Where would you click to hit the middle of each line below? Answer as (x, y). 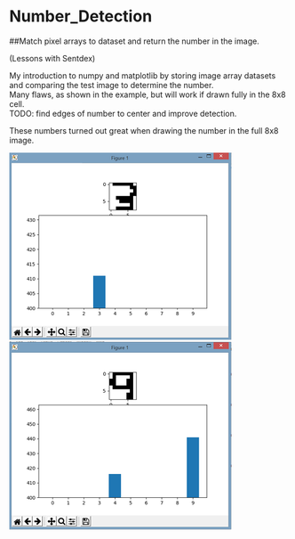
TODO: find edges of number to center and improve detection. (123, 113)
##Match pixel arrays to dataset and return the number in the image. (134, 41)
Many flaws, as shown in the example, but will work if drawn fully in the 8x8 (147, 94)
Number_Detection (81, 16)
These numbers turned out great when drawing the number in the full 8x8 (144, 130)
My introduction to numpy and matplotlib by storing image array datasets (143, 75)
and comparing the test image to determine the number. (112, 85)
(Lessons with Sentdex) (52, 58)
